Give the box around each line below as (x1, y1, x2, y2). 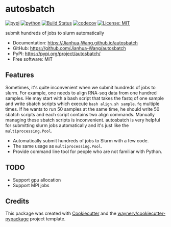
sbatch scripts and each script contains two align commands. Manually (5, 111, 155, 117)
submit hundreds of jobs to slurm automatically (5, 30, 105, 36)
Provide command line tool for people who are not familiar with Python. (12, 148, 162, 155)
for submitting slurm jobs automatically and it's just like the (5, 122, 129, 128)
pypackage (5, 216, 29, 222)
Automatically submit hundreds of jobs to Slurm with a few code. (12, 137, 149, 143)
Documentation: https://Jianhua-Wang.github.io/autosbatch (12, 39, 138, 46)
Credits (5, 197, 30, 206)
